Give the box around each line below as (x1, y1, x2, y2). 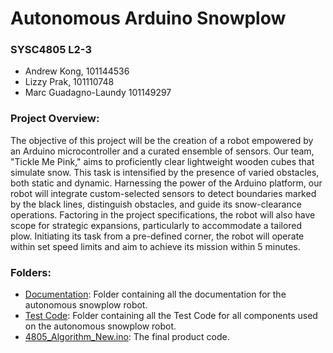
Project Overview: (10, 112, 100, 126)
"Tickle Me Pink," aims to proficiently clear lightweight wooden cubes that (10, 155, 315, 167)
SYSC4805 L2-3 (10, 43, 92, 57)
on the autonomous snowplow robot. (24, 320, 177, 332)
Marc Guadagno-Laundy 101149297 (24, 87, 172, 99)
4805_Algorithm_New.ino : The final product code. (24, 331, 230, 343)
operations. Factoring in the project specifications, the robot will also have (10, 208, 316, 221)
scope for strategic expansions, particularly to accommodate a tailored (10, 219, 303, 231)
